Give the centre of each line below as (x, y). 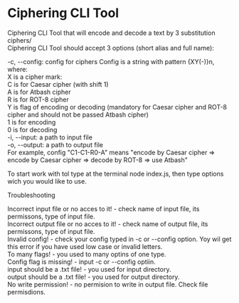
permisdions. (27, 292)
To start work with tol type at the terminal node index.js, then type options (116, 174)
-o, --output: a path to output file (55, 144)
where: (18, 69)
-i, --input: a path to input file (50, 137)
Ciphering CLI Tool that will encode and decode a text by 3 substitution (111, 33)
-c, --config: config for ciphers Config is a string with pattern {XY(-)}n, (111, 61)
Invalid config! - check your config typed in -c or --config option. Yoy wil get (119, 239)
